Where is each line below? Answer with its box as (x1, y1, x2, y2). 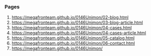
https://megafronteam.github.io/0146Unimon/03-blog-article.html (11, 19, 143, 25)
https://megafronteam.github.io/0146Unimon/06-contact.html (11, 40, 135, 46)
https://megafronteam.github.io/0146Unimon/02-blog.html (11, 15, 129, 20)
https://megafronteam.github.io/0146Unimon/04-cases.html (11, 25, 132, 31)
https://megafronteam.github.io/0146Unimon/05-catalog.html (11, 35, 134, 41)
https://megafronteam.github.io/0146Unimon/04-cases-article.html (11, 30, 146, 36)
